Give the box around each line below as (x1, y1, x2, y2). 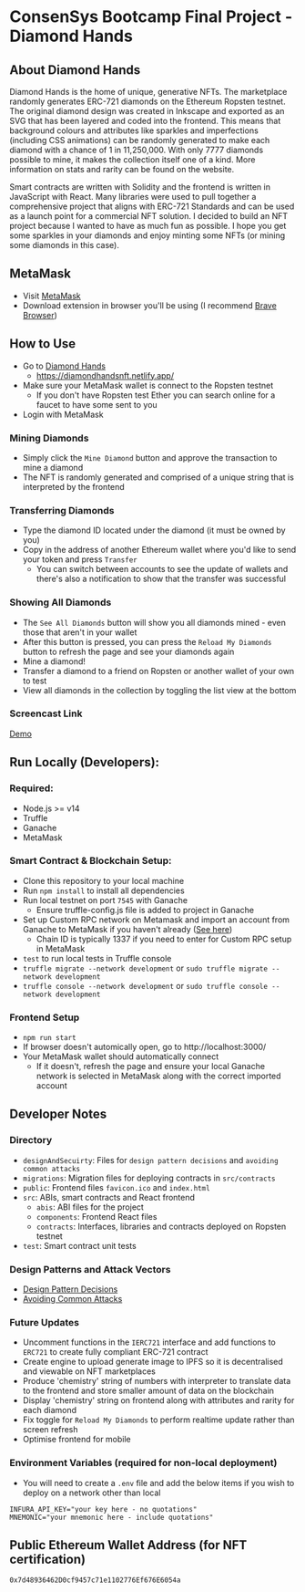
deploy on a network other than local (22, 1487, 161, 1498)
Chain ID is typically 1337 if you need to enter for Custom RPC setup (36, 933, 292, 944)
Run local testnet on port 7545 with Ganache (22, 894, 188, 905)
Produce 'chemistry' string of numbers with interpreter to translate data (22, 1376, 291, 1387)
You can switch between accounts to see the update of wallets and (36, 564, 289, 575)
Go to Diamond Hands (22, 360, 107, 371)
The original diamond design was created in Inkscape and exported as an (9, 106, 285, 116)
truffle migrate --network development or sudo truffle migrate (22, 962, 269, 973)
